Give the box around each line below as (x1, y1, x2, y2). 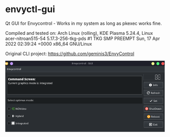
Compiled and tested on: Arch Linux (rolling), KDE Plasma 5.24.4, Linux (5, 30, 153, 36)
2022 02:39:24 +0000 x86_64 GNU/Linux (5, 40, 92, 47)
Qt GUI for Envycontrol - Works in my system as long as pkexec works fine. (5, 20, 162, 26)
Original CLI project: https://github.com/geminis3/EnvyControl (5, 51, 135, 57)
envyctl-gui (5, 4, 55, 15)
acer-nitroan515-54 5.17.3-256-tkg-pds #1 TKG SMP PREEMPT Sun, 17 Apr (5, 35, 160, 41)
